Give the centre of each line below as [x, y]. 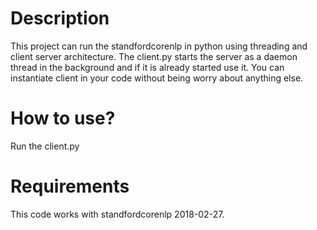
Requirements [70, 186]
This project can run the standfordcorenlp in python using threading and [159, 46]
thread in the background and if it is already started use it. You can [147, 67]
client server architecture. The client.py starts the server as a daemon [154, 56]
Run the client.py [45, 146]
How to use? [63, 118]
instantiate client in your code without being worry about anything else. [157, 78]
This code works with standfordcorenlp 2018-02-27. [117, 214]
